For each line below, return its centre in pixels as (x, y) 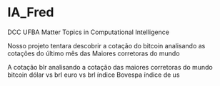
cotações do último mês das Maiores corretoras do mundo (94, 53)
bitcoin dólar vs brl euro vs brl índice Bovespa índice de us (94, 75)
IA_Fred (31, 12)
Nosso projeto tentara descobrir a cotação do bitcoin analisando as (106, 45)
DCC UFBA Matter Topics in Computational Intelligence (89, 32)
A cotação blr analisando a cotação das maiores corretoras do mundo (110, 67)
